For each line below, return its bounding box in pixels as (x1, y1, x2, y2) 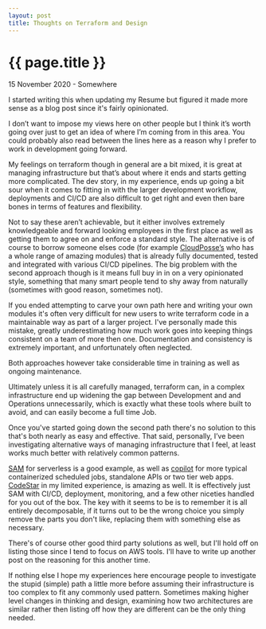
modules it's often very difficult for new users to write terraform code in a (8, 309, 249, 318)
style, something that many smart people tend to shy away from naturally (8, 276, 248, 287)
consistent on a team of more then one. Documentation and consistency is (8, 334, 252, 344)
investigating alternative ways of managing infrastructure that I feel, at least (8, 440, 256, 450)
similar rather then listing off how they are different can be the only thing (8, 604, 246, 614)
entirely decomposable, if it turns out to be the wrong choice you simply (8, 506, 244, 516)
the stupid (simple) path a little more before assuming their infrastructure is (8, 579, 255, 589)
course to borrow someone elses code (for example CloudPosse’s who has (8, 243, 255, 252)
